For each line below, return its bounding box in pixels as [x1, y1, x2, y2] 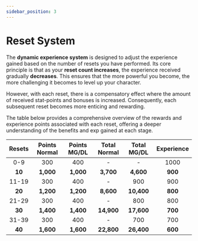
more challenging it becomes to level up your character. [6, 79, 141, 86]
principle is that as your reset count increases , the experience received [6, 66, 181, 73]
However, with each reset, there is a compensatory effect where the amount [6, 90, 191, 97]
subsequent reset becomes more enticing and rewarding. [6, 103, 146, 110]
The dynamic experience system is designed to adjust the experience [6, 54, 178, 61]
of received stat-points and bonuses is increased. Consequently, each [6, 96, 177, 103]
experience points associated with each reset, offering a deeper [6, 120, 161, 128]
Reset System [6, 34, 75, 47]
